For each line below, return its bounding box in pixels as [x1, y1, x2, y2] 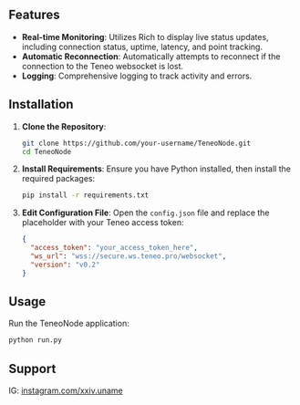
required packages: [21, 173, 96, 184]
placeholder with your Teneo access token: [21, 217, 184, 228]
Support [8, 360, 57, 377]
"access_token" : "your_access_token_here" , [30, 244, 198, 253]
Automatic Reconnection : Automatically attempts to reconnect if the [21, 50, 281, 62]
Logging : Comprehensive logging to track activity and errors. [21, 70, 253, 81]
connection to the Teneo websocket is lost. [21, 60, 184, 71]
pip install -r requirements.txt [21, 191, 150, 200]
